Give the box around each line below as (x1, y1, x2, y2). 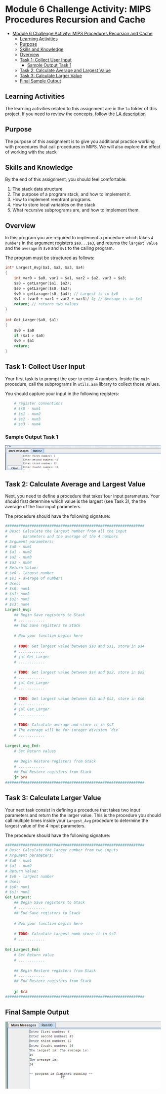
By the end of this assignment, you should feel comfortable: (5, 176, 127, 182)
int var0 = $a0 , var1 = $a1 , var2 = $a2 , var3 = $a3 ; (14, 275, 127, 280)
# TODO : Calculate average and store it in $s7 (14, 722, 114, 728)
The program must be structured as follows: (5, 255, 95, 261)
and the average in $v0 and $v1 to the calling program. (5, 245, 114, 251)
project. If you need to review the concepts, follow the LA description (5, 111, 146, 117)
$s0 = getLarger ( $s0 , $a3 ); (14, 286, 72, 291)
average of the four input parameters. (5, 503, 82, 509)
